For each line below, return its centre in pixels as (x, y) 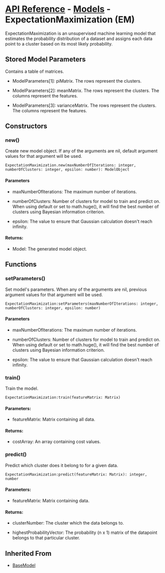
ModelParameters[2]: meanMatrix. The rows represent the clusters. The (86, 91)
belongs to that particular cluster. (46, 538)
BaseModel (24, 565)
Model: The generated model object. (50, 249)
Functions (21, 264)
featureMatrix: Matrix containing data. (51, 500)
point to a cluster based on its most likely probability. (59, 44)
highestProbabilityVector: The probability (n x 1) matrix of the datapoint (85, 532)
